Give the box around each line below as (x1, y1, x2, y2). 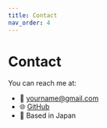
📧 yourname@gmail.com (19, 93, 99, 103)
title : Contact (8, 11, 58, 20)
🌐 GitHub (19, 102, 50, 112)
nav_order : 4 (8, 19, 51, 27)
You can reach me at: (8, 79, 77, 88)
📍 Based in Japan (19, 111, 77, 120)
